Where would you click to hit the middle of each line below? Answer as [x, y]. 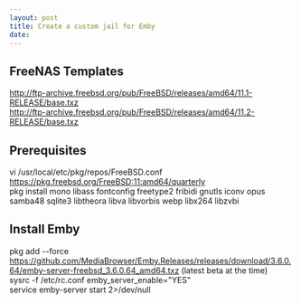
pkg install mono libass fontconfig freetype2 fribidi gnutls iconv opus [137, 191]
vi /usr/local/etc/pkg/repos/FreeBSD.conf [86, 172]
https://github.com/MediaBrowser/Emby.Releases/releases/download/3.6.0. [150, 261]
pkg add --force [39, 251]
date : [19, 34]
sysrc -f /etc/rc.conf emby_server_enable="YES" [100, 280]
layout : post [34, 18]
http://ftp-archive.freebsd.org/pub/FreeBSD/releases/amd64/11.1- [131, 93]
